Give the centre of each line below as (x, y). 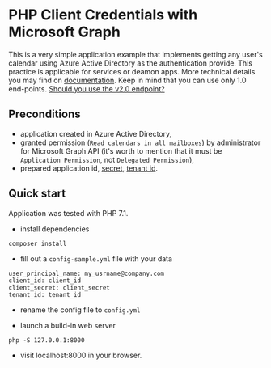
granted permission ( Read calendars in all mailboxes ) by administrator (140, 142)
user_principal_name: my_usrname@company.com (86, 273)
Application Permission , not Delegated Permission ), (107, 159)
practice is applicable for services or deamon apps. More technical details (132, 71)
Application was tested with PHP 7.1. (68, 213)
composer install (38, 243)
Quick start (37, 194)
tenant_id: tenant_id (45, 294)
